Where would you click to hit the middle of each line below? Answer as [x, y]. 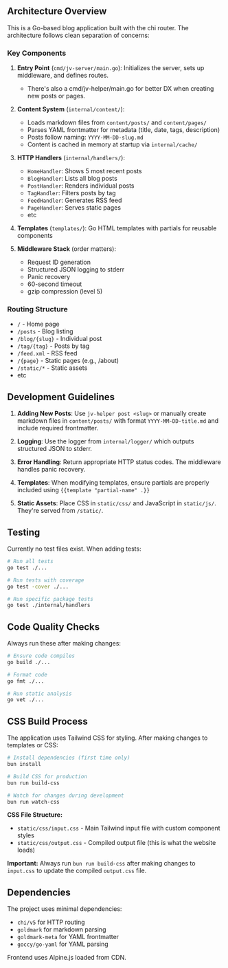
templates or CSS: [33, 745]
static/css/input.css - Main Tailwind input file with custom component [119, 828]
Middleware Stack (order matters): [67, 249]
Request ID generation [59, 262]
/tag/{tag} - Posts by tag [53, 346]
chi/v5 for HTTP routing [51, 922]
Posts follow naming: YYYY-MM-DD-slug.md [85, 137]
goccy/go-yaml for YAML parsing [62, 944]
